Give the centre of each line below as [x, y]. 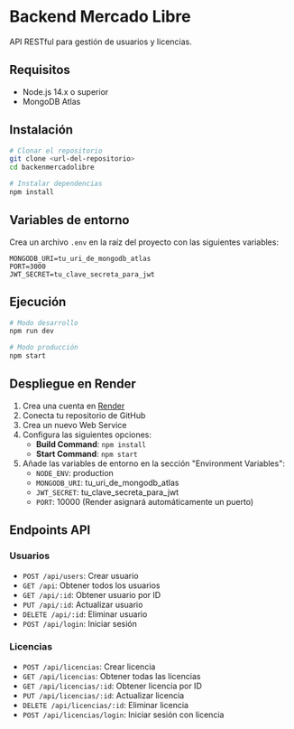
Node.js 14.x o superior [65, 91]
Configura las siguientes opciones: [87, 435]
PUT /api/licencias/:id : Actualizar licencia [103, 695]
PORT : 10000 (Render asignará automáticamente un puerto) [145, 501]
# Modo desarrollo [44, 322]
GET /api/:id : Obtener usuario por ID [92, 594]
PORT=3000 [28, 266]
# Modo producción [44, 348]
